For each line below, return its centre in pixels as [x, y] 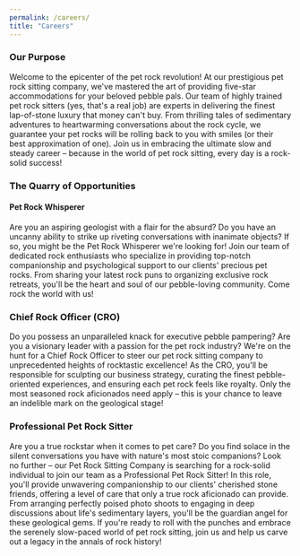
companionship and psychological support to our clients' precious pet [138, 265]
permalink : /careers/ [50, 17]
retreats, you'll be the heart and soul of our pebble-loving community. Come [150, 284]
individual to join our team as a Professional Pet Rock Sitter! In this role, [140, 474]
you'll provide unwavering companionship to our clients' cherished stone [144, 484]
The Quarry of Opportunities [73, 186]
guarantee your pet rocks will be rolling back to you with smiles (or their [141, 134]
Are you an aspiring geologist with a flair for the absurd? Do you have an [142, 227]
